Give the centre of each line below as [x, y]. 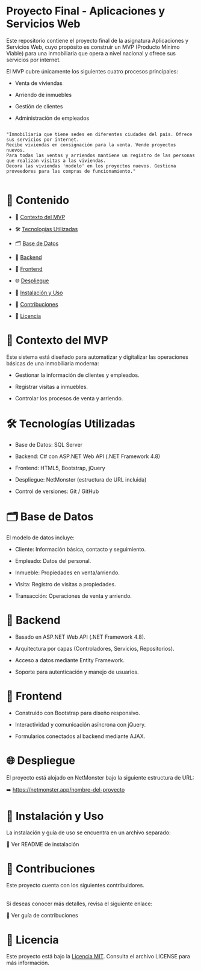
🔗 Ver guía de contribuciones [42, 916]
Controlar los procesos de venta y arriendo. [69, 398]
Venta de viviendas [39, 83]
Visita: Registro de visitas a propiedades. [65, 584]
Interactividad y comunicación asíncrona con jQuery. [80, 724]
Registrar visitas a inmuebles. [51, 386]
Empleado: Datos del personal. [53, 560]
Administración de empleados [52, 118]
